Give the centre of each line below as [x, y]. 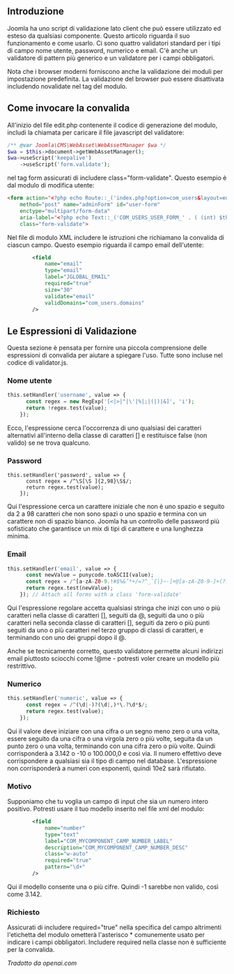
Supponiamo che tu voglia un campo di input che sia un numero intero [108, 802]
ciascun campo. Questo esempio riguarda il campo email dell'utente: [106, 245]
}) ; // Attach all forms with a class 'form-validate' [101, 595]
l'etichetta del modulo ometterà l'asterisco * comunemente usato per [106, 935]
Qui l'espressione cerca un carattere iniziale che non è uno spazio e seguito [116, 507]
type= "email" [63, 271]
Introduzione [36, 12]
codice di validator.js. [38, 363]
